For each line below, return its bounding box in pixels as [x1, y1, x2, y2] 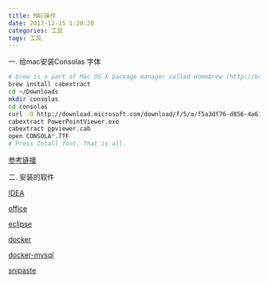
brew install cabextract [8, 81, 91, 89]
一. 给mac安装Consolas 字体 [8, 57, 101, 66]
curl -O [8, 110, 34, 118]
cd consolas [8, 102, 48, 110]
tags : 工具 [8, 34, 42, 42]
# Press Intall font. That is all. [8, 140, 127, 148]
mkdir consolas [8, 95, 59, 103]
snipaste [8, 265, 37, 275]
